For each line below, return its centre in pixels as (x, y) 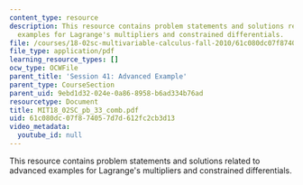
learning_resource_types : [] (64, 60)
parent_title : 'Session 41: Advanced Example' (98, 77)
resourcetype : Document (54, 102)
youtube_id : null (50, 135)
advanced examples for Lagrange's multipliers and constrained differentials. (151, 170)
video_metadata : (40, 127)
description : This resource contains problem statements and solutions (147, 26)
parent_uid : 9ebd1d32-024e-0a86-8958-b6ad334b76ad (106, 93)
